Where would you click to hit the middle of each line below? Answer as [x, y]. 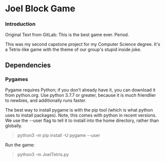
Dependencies [28, 65]
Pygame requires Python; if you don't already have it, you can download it [80, 90]
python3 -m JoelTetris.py [43, 155]
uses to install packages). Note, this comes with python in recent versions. [81, 115]
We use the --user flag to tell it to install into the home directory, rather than [82, 121]
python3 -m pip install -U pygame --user [59, 135]
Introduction [20, 24]
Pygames [17, 79]
